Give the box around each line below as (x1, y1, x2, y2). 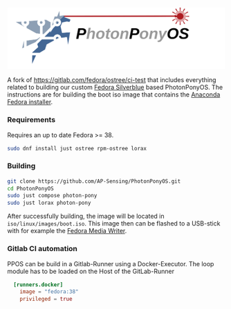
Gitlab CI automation (7, 244, 78, 254)
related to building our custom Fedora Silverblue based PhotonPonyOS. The (7, 83, 223, 92)
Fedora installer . (7, 98, 53, 106)
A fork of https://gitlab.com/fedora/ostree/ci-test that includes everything (7, 76, 216, 84)
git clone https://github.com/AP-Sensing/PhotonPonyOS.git (7, 177, 181, 185)
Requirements (7, 115, 56, 125)
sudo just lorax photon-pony (7, 199, 91, 207)
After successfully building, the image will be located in (7, 212, 165, 221)
